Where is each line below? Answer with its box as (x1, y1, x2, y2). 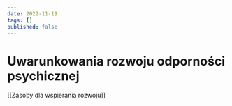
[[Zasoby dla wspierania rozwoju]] (7, 91, 106, 100)
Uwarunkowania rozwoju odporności (7, 53, 226, 69)
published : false (7, 23, 58, 30)
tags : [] (7, 17, 33, 24)
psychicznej (7, 68, 80, 84)
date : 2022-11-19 (7, 10, 58, 17)
